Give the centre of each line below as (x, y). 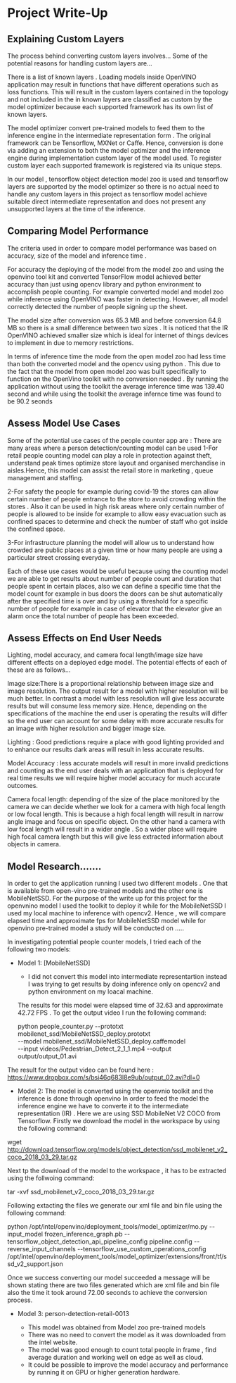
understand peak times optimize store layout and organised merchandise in (116, 463)
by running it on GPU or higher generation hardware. (104, 1372)
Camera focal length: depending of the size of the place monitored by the (113, 799)
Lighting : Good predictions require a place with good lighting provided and (116, 742)
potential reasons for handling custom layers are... (80, 63)
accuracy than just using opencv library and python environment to (104, 284)
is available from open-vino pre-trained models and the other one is (105, 891)
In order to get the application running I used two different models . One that (118, 883)
